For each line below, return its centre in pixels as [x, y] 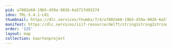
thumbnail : [17, 19]
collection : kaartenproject [35, 39]
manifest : [16, 24]
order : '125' [19, 29]
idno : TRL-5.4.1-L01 [27, 15]
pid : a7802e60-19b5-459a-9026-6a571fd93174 [52, 10]
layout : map [18, 34]
